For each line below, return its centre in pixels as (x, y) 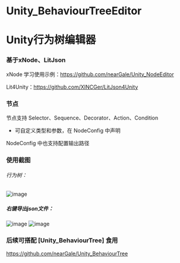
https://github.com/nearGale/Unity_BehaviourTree (67, 253)
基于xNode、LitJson (36, 60)
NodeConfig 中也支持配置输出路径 (48, 143)
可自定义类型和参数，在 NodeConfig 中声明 (67, 130)
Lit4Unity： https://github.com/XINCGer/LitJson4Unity (72, 87)
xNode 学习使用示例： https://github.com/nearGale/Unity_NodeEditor (90, 74)
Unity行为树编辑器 (51, 40)
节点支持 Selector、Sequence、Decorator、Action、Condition (82, 118)
